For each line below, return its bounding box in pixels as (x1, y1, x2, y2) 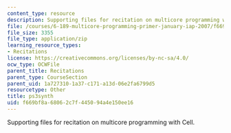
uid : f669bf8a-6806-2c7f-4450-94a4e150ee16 (7, 99, 134, 106)
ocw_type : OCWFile (7, 61, 60, 68)
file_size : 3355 (7, 29, 54, 36)
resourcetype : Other (7, 86, 67, 93)
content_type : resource (7, 10, 76, 17)
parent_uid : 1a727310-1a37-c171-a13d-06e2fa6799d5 (7, 80, 155, 87)
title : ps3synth (7, 93, 54, 100)
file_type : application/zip (7, 36, 88, 43)
